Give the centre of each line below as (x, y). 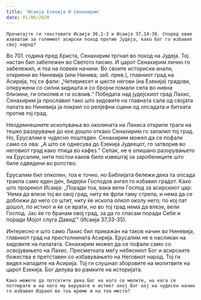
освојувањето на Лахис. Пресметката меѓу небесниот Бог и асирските (98, 250)
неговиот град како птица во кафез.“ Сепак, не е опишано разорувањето (100, 150)
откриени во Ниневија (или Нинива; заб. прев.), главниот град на (90, 75)
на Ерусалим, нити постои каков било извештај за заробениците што (95, 156)
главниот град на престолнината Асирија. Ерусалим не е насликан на (96, 237)
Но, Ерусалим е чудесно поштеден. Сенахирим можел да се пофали (94, 137)
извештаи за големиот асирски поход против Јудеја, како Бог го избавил (99, 39)
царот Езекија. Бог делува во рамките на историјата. (74, 269)
